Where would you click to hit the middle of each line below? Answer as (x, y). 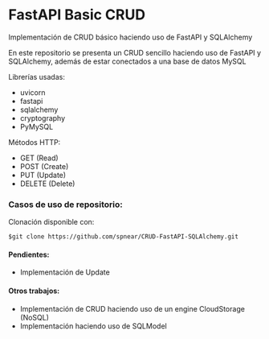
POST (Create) (44, 166)
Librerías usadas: (37, 76)
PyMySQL (37, 126)
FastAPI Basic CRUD (77, 15)
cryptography (43, 118)
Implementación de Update (65, 272)
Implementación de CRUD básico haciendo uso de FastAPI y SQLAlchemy (130, 37)
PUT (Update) (43, 175)
